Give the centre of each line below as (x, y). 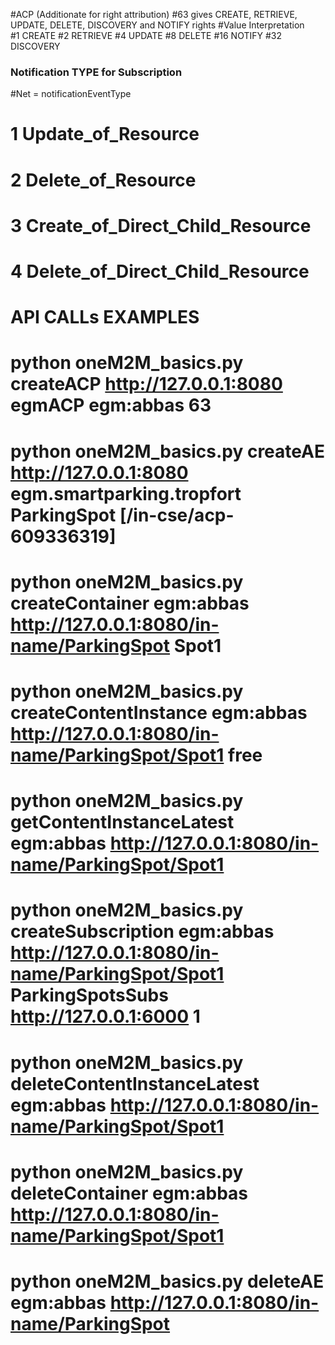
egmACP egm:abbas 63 (111, 405)
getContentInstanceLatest (122, 822)
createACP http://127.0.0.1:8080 (146, 384)
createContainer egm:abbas (130, 603)
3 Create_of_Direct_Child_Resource (161, 225)
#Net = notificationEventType (71, 94)
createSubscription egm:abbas (142, 931)
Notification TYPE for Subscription (96, 72)
